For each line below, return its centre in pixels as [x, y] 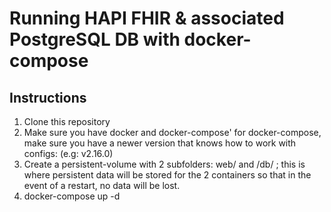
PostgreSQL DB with [95, 39]
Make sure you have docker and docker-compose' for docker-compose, [172, 132]
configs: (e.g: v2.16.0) [68, 153]
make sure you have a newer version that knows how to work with [160, 143]
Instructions [48, 97]
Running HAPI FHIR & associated [147, 18]
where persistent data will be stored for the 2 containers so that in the [167, 175]
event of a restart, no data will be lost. [102, 185]
